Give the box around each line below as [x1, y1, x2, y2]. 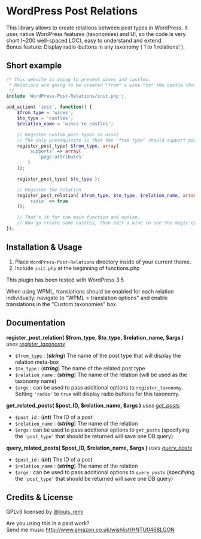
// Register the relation [17, 187, 82, 193]
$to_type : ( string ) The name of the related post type [14, 364, 145, 372]
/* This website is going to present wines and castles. [6, 76, 151, 82]
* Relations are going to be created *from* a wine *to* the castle [8, 82, 184, 88]
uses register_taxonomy [6, 340, 66, 348]
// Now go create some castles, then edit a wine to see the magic [17, 220, 188, 226]
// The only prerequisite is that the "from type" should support [17, 137, 186, 143]
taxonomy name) [14, 377, 57, 385]
